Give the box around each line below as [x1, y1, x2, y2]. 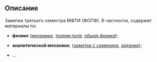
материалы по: [5, 23, 37, 29]
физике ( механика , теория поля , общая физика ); [12, 32, 119, 38]
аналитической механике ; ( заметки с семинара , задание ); [12, 42, 142, 48]
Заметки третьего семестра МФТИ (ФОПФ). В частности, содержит [5, 17, 152, 23]
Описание [5, 4, 38, 13]
